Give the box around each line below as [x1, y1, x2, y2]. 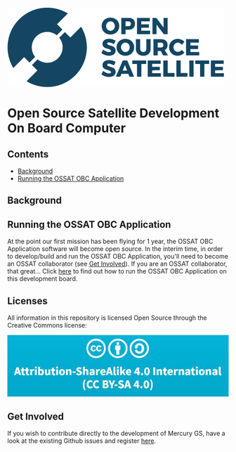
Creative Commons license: [7, 321, 88, 330]
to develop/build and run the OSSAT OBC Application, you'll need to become [7, 252, 228, 261]
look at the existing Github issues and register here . [7, 437, 157, 445]
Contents [7, 148, 49, 160]
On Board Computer [7, 120, 126, 136]
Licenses [7, 295, 48, 306]
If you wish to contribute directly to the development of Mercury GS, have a [7, 430, 226, 438]
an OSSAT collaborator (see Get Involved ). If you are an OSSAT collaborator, [7, 259, 228, 268]
